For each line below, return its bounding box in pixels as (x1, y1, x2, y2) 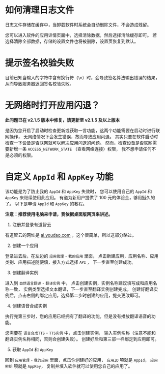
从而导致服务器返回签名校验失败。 (5, 81, 74, 87)
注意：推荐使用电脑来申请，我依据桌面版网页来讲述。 (5, 211, 113, 217)
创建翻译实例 (12, 269, 38, 276)
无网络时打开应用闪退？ (5, 100, 100, 111)
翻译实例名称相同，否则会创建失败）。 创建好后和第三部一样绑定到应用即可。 (5, 336, 159, 342)
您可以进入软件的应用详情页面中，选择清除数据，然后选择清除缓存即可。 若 (5, 32, 157, 38)
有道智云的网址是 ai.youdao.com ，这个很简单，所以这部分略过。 (5, 232, 137, 238)
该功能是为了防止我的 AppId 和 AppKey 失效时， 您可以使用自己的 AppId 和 (5, 188, 152, 194)
